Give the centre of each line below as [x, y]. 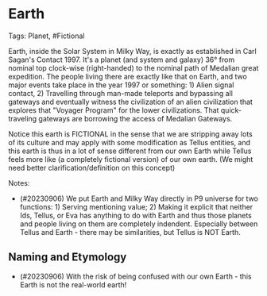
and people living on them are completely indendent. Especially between [139, 224]
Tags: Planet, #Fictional [46, 36]
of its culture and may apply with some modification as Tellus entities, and [130, 142]
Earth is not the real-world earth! [73, 284]
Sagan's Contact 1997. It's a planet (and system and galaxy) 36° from [122, 60]
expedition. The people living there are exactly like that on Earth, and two [128, 76]
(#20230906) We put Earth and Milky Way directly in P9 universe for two [139, 198]
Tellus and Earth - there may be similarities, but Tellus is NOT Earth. [130, 232]
